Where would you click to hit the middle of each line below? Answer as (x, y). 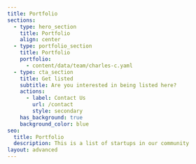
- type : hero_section (45, 27)
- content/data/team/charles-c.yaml (79, 66)
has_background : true (51, 117)
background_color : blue (55, 124)
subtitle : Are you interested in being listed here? (98, 85)
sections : (22, 20)
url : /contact (53, 105)
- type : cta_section (43, 72)
